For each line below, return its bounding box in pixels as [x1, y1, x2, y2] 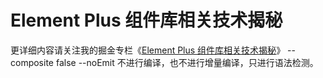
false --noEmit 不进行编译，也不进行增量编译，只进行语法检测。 [55, 56, 319, 68]
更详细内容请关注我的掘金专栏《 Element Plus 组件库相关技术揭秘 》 [10, 44, 286, 56]
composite [10, 56, 55, 68]
